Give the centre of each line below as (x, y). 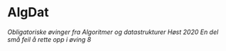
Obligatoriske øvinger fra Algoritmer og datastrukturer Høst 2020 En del (113, 32)
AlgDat (28, 12)
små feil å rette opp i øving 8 (49, 39)
